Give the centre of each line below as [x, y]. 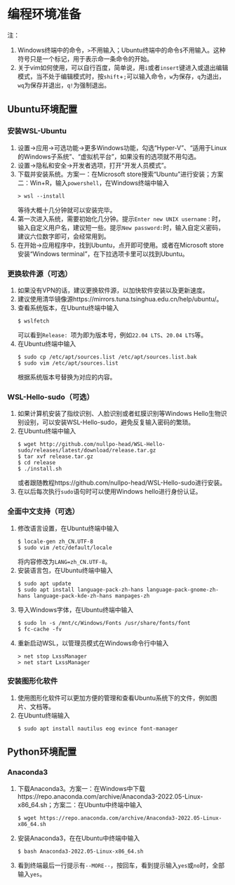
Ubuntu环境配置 [42, 109]
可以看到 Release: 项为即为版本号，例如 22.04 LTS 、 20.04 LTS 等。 [112, 335]
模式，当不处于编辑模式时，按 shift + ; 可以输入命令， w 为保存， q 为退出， [121, 76]
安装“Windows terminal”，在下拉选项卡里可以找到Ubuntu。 [103, 254]
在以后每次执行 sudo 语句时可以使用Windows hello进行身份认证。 [109, 492]
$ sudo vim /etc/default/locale [65, 548]
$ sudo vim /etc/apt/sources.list [68, 363]
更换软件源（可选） [40, 273]
